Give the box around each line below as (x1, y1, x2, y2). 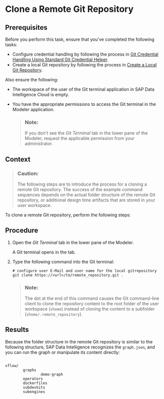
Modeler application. (12, 107, 55, 112)
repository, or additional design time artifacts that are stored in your (17, 197, 155, 203)
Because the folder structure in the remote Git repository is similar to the (5, 338, 153, 344)
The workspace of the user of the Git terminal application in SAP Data (12, 86, 155, 92)
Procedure (5, 226, 39, 235)
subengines (23, 389, 46, 394)
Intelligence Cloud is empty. (12, 92, 69, 97)
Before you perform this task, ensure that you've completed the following (5, 36, 155, 42)
